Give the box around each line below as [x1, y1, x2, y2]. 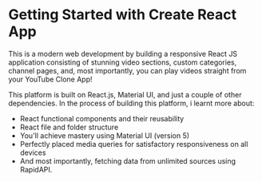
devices [19, 148, 46, 157]
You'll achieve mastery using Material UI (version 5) [19, 130, 190, 140]
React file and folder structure [19, 122, 119, 132]
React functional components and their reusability [19, 113, 185, 123]
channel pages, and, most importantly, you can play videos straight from [8, 65, 247, 75]
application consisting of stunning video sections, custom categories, [8, 57, 237, 67]
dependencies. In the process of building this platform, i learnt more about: [8, 98, 255, 108]
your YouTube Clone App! [8, 74, 93, 84]
